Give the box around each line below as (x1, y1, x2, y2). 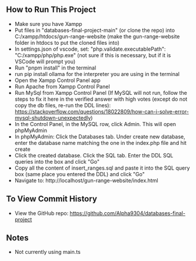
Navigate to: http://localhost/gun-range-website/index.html (14, 177, 158, 184)
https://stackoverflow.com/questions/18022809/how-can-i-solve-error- (14, 108, 190, 115)
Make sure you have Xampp (14, 20, 82, 27)
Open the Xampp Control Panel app (14, 77, 101, 84)
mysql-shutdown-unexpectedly (14, 114, 91, 121)
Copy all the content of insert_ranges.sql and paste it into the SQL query (14, 164, 190, 171)
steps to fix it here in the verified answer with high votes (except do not (14, 95, 188, 103)
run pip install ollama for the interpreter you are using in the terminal (14, 70, 180, 77)
